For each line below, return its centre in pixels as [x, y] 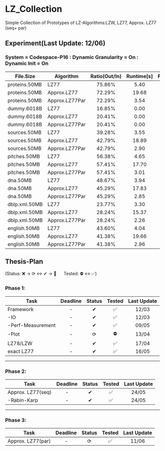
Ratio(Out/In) [106, 76]
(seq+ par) [16, 28]
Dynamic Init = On [27, 63]
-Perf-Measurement [32, 325]
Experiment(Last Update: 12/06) [55, 43]
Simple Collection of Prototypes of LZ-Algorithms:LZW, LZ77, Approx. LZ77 [81, 23]
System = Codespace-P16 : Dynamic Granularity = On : [72, 57]
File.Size [25, 76]
